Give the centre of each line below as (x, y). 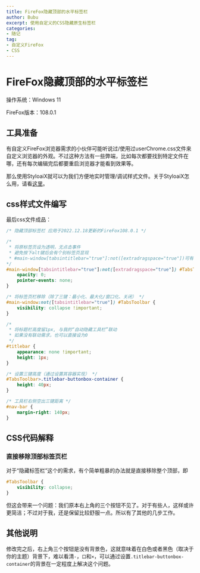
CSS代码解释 (30, 438)
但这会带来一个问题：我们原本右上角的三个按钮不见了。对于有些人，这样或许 (100, 505)
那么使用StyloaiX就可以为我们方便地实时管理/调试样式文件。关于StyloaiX (95, 176)
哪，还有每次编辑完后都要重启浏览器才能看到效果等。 (71, 163)
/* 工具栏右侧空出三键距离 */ (39, 401)
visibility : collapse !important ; (60, 308)
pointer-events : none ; (45, 281)
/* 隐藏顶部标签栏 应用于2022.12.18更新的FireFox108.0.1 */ (76, 231)
